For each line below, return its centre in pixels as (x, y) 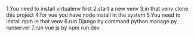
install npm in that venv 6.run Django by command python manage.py (92, 21)
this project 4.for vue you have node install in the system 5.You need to (93, 15)
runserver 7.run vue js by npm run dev (53, 27)
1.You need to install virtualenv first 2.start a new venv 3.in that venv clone (97, 9)
